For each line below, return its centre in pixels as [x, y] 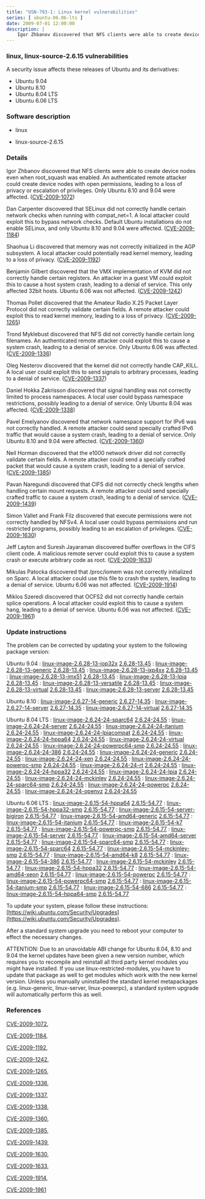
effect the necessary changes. [45, 937]
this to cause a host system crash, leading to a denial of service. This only [99, 284]
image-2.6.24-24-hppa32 [39, 772]
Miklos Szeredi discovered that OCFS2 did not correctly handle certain [95, 597]
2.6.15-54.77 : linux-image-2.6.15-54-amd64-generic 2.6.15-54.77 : [109, 816]
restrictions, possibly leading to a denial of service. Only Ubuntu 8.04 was [99, 404]
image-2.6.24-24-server [37, 726]
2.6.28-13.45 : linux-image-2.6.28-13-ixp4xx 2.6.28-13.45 [125, 670]
